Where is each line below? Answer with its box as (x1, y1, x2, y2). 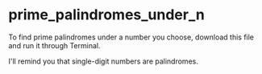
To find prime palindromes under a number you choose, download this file (8, 32, 255, 42)
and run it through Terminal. (8, 40, 101, 50)
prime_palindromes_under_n (8, 6, 206, 24)
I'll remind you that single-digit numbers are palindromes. (8, 56, 199, 66)
